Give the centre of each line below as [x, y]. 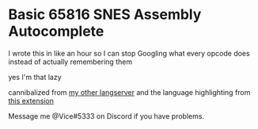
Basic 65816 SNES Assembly [105, 15]
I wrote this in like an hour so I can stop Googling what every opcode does [129, 53]
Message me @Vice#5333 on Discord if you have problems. [106, 116]
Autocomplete [56, 31]
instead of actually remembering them [70, 62]
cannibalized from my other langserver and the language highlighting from [129, 92]
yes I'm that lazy [35, 77]
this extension [31, 101]
